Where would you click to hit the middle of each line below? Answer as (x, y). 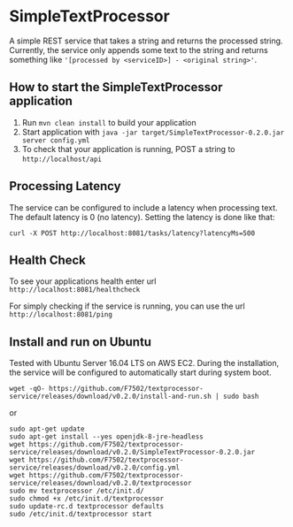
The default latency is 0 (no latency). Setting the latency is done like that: (142, 217)
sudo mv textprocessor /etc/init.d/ (77, 491)
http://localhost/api (62, 159)
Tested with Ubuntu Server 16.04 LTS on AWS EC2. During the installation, (144, 363)
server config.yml (56, 140)
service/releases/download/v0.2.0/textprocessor (100, 484)
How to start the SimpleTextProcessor (116, 87)
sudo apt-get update (47, 429)
